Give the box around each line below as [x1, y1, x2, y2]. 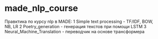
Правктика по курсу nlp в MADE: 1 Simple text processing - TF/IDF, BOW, [4, 19, 154, 24]
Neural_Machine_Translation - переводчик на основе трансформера [4, 29, 145, 34]
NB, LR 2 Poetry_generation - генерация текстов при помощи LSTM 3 [4, 23, 147, 29]
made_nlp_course [4, 3, 78, 14]
